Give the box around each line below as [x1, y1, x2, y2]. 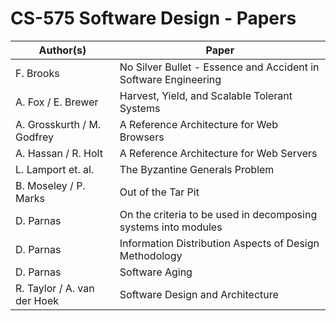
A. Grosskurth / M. [15, 117, 102, 131]
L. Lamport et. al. [15, 162, 95, 176]
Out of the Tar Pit [119, 185, 200, 199]
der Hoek [15, 293, 60, 307]
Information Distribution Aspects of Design [119, 236, 320, 250]
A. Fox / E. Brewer [15, 95, 99, 109]
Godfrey [15, 130, 55, 144]
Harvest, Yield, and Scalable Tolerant [119, 88, 293, 102]
